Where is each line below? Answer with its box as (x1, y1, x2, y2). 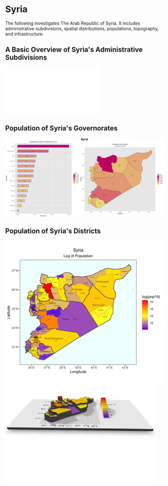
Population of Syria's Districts (5, 226, 101, 235)
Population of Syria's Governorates (5, 124, 118, 133)
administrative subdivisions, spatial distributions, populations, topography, (5, 25, 159, 31)
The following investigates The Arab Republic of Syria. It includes (5, 20, 140, 26)
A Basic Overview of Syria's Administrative (5, 45, 143, 54)
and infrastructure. (5, 31, 44, 37)
